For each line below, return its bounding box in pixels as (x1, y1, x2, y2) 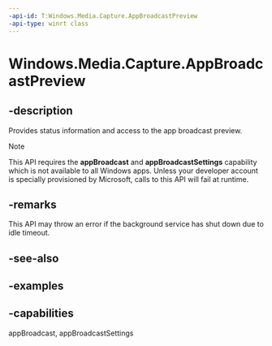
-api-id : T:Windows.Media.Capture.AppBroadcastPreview (8, 11, 198, 20)
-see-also (8, 251, 59, 265)
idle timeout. (8, 228, 50, 238)
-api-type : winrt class (8, 19, 89, 28)
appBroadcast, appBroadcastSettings (8, 328, 134, 338)
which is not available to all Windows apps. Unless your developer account (8, 166, 258, 175)
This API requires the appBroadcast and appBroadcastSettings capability (8, 157, 257, 167)
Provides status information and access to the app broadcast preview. (8, 125, 243, 135)
